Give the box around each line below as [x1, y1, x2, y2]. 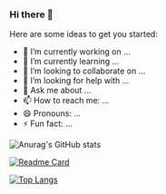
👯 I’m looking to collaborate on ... [22, 65, 146, 76]
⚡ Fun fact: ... [22, 118, 73, 130]
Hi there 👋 [9, 8, 54, 21]
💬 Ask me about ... [22, 85, 92, 96]
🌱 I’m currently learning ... [22, 56, 120, 67]
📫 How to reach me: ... [22, 95, 110, 106]
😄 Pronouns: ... [22, 108, 82, 119]
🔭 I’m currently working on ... [22, 46, 131, 57]
